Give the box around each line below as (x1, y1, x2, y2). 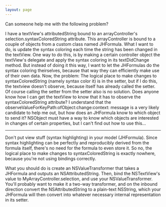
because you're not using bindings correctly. (5, 155, 96, 161)
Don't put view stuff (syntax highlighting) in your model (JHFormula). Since (5, 135, 158, 140)
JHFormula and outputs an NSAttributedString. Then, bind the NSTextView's (5, 170, 161, 176)
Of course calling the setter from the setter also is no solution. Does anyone (5, 88, 159, 94)
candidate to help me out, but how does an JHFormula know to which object (5, 110, 161, 116)
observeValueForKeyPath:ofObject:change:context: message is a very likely (5, 104, 160, 110)
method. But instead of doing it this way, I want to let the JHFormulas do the (5, 62, 160, 68)
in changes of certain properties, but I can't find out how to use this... (5, 120, 146, 126)
